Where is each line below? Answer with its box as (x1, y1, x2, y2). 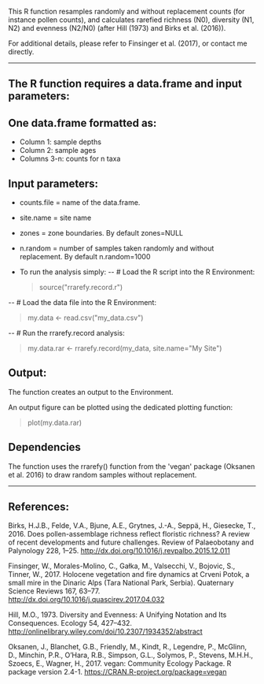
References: (8, 500, 69, 514)
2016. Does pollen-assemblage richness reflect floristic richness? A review (8, 530, 250, 539)
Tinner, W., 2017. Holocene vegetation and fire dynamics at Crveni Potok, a (8, 570, 250, 579)
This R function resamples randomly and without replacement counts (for (8, 7, 245, 16)
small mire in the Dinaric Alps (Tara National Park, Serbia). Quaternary (8, 578, 234, 588)
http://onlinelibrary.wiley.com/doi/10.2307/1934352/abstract (8, 626, 203, 637)
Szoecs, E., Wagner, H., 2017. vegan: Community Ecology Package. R (8, 659, 232, 668)
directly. (8, 47, 35, 56)
